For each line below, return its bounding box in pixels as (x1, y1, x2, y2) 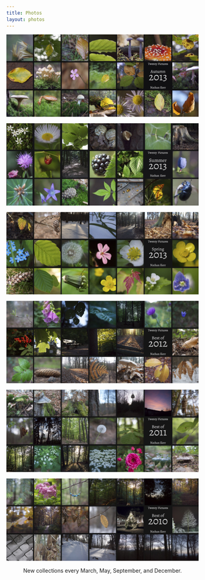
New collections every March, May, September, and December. (23, 567, 182, 574)
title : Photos (6, 10, 43, 16)
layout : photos (6, 16, 45, 23)
